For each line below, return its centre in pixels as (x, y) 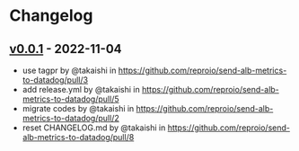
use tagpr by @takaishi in (69, 70)
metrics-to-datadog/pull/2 (70, 118)
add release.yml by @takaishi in (81, 89)
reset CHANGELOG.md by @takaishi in (94, 128)
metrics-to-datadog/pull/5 (70, 99)
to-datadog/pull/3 (55, 80)
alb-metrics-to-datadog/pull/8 (78, 137)
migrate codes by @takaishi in (78, 108)
